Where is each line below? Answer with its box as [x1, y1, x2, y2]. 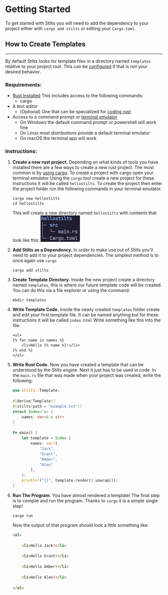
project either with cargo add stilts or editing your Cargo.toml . [5, 25, 136, 31]
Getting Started [5, 4, 71, 15]
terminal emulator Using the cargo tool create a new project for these [12, 175, 154, 181]
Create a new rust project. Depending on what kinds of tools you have [12, 159, 158, 165]
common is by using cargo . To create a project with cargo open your [12, 170, 154, 176]
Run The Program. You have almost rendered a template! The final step [12, 492, 160, 498]
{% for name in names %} [12, 338, 64, 343]
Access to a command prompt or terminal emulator [12, 114, 117, 120]
